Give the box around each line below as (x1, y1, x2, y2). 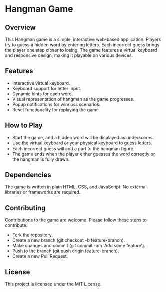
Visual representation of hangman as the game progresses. (12, 96, 135, 102)
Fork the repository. (12, 232, 53, 238)
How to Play (5, 121, 43, 130)
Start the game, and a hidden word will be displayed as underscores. (12, 134, 154, 140)
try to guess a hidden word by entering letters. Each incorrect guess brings (5, 42, 160, 48)
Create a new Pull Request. (12, 253, 68, 259)
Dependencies (5, 171, 51, 179)
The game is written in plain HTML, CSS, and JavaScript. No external (5, 184, 147, 190)
